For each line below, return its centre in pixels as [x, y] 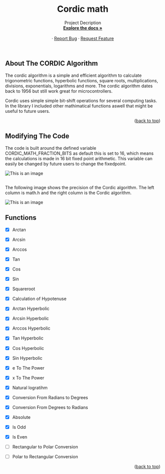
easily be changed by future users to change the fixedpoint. [66, 164]
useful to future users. [28, 111]
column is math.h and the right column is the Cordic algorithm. [68, 193]
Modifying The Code [37, 136]
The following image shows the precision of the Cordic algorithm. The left [80, 187]
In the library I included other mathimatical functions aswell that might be [79, 106]
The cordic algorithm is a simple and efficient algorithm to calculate [73, 75]
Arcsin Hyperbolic [31, 318]
